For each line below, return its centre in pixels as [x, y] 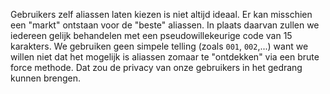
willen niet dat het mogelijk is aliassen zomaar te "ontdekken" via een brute [165, 57]
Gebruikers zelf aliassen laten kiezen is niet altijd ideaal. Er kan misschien [161, 14]
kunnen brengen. [45, 78]
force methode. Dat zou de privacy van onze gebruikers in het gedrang [156, 67]
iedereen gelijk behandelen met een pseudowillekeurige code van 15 [151, 35]
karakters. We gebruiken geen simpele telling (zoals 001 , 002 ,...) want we [159, 46]
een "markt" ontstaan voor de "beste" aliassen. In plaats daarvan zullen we [165, 25]
